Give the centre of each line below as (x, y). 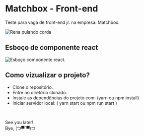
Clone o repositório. (33, 87)
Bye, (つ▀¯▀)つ (20, 128)
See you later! (19, 122)
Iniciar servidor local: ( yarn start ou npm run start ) (65, 103)
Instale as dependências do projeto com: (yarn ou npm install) (76, 98)
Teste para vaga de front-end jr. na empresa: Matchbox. (62, 22)
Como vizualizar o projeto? (48, 75)
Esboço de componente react (52, 48)
